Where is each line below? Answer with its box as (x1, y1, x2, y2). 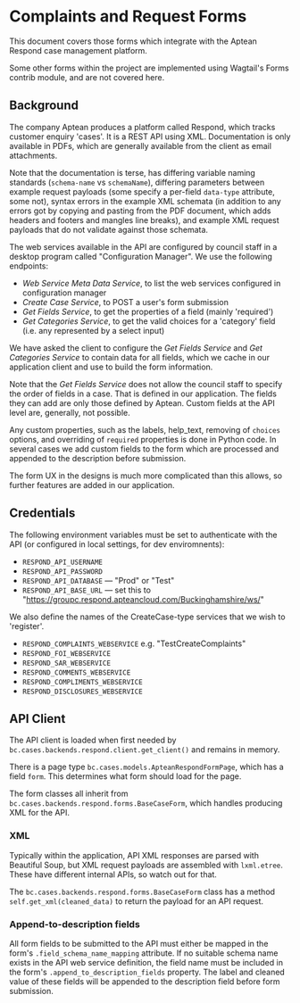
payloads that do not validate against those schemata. (9, 224, 208, 235)
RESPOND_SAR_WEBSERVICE (21, 659, 112, 667)
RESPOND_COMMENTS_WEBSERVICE (21, 667, 131, 677)
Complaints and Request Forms (9, 6, 247, 27)
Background (9, 98, 79, 113)
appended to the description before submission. (9, 452, 187, 463)
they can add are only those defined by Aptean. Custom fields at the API (9, 397, 275, 408)
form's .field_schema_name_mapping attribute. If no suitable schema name (9, 948, 279, 958)
